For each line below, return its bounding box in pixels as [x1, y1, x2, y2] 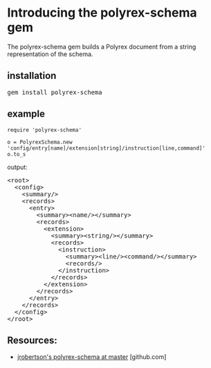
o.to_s [7, 150, 26, 157]
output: [7, 163, 28, 171]
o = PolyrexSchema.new [7, 139, 73, 146]
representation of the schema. [7, 50, 93, 58]
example [7, 108, 46, 120]
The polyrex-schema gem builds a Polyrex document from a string [7, 42, 196, 51]
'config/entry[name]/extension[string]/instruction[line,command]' [7, 144, 206, 152]
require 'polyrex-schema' [7, 126, 82, 133]
